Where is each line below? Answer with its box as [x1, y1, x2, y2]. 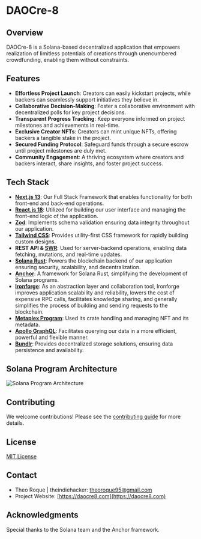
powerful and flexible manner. [14, 333, 89, 341]
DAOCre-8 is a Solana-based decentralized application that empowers [6, 43, 180, 50]
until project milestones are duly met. [14, 147, 107, 154]
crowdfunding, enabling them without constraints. [6, 56, 130, 63]
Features [6, 73, 40, 84]
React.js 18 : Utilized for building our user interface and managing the [14, 206, 186, 213]
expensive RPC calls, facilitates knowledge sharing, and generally [14, 295, 178, 302]
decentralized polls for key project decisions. [14, 109, 127, 116]
